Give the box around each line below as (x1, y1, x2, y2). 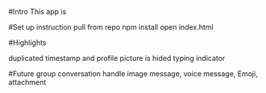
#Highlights (8, 38, 47, 47)
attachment (8, 78, 47, 87)
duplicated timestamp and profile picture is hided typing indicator (8, 54, 226, 63)
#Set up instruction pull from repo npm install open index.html (8, 22, 214, 31)
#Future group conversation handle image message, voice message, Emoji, (8, 69, 258, 79)
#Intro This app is (8, 7, 67, 16)
